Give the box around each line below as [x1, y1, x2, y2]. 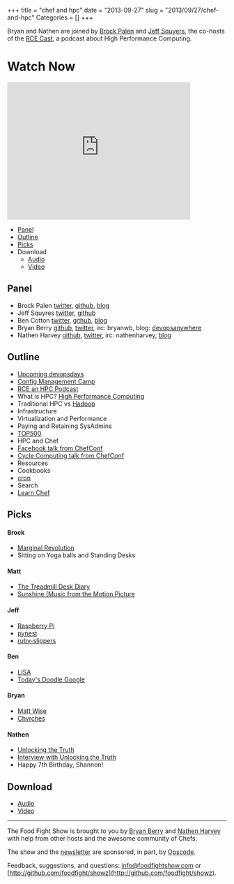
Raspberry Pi [17, 621, 55, 630]
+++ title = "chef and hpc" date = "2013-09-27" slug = [7, 6, 164, 14]
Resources [17, 459, 49, 467]
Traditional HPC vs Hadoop [17, 399, 95, 408]
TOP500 [17, 429, 42, 437]
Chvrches [17, 714, 45, 722]
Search [17, 481, 38, 489]
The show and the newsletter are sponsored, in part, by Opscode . [7, 848, 196, 856]
